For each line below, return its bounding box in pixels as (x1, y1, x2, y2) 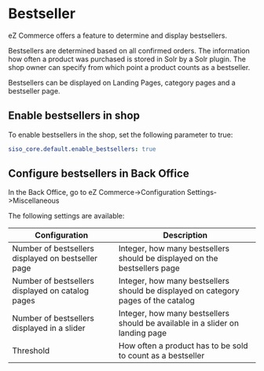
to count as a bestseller (118, 351, 205, 362)
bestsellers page (118, 263, 181, 274)
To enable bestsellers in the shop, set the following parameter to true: (8, 130, 233, 139)
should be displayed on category (118, 285, 240, 296)
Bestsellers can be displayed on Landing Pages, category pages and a (8, 78, 236, 87)
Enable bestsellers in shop (8, 109, 140, 123)
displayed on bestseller (12, 253, 98, 264)
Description (163, 230, 208, 241)
